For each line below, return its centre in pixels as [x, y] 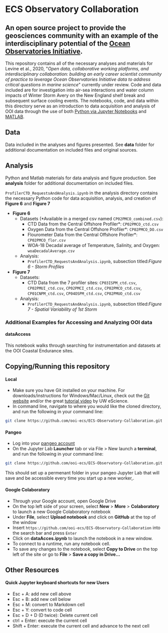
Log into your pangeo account [44, 443]
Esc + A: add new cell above [42, 594]
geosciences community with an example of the [82, 35]
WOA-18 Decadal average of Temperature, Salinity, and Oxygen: [94, 245]
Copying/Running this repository [58, 367]
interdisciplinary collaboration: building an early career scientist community [83, 74]
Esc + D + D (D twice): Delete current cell [55, 615]
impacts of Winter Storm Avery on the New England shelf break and [75, 95]
